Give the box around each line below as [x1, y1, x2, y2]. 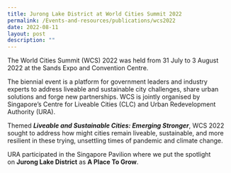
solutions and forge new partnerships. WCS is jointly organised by [7, 93, 201, 101]
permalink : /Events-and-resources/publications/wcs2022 [7, 17, 176, 24]
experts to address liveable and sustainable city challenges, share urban [7, 85, 219, 94]
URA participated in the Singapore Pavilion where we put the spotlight [7, 150, 211, 159]
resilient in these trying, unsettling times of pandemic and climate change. [7, 136, 223, 145]
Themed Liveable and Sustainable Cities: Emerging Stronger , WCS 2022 [7, 121, 225, 130]
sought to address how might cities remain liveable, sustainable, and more [7, 129, 225, 138]
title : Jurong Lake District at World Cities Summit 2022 [7, 10, 182, 18]
